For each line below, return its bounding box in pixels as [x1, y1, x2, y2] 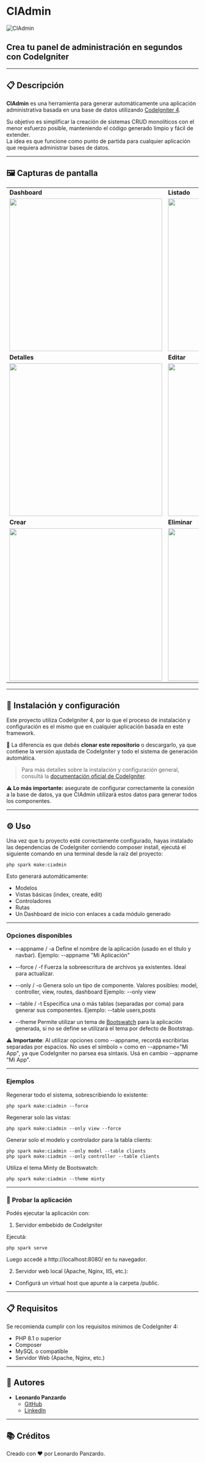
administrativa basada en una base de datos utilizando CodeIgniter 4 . [6, 106, 181, 114]
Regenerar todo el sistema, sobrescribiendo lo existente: [6, 1091, 148, 1098]
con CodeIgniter [6, 52, 69, 62]
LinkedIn [24, 1406, 46, 1414]
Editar [168, 353, 186, 361]
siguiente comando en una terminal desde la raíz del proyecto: [6, 850, 164, 857]
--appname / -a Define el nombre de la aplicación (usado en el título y [15, 945, 191, 953]
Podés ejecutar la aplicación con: [6, 1209, 90, 1216]
